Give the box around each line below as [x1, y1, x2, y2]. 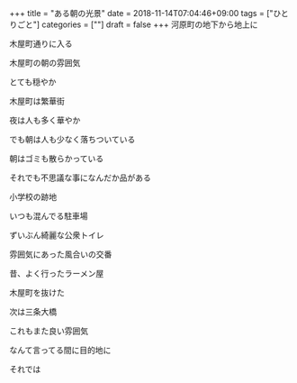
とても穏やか [9, 77, 57, 87]
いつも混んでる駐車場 [9, 211, 88, 221]
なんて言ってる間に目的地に [9, 345, 112, 355]
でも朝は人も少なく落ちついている [9, 134, 136, 144]
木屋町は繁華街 [9, 96, 65, 106]
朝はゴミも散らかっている [9, 153, 104, 164]
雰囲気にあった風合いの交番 [9, 249, 112, 260]
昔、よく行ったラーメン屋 [9, 269, 104, 278]
